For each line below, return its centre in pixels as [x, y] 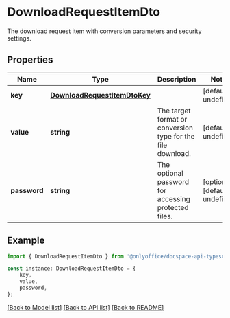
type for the [176, 136]
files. [165, 216]
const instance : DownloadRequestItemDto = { [72, 269]
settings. [20, 38]
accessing [174, 198]
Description [177, 79]
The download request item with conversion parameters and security [104, 31]
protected [173, 207]
